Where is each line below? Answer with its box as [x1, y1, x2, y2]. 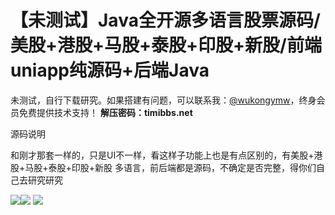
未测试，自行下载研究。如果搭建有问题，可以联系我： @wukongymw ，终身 [10, 94, 317, 106]
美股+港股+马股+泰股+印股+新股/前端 [10, 34, 322, 57]
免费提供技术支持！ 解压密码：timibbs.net [18, 106, 193, 118]
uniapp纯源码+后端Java [10, 59, 210, 82]
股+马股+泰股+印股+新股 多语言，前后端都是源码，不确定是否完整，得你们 [10, 161, 317, 173]
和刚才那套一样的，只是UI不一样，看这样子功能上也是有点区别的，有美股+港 [10, 149, 323, 161]
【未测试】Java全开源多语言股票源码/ [10, 9, 321, 32]
